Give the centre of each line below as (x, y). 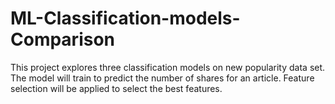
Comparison (63, 39)
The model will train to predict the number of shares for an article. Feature (162, 78)
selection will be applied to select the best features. (116, 88)
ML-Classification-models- (125, 18)
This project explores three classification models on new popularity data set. (168, 67)
